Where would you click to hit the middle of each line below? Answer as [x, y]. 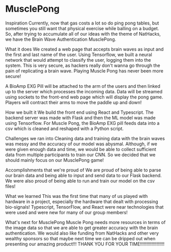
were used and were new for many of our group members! [67, 212]
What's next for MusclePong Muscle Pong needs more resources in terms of [85, 222]
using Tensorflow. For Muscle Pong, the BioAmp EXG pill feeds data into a [82, 123]
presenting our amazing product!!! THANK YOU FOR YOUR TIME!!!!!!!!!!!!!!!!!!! [85, 244]
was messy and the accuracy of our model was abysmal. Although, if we [81, 144]
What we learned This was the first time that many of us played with [77, 196]
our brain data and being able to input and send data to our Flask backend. [83, 175]
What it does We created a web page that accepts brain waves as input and [84, 49]
